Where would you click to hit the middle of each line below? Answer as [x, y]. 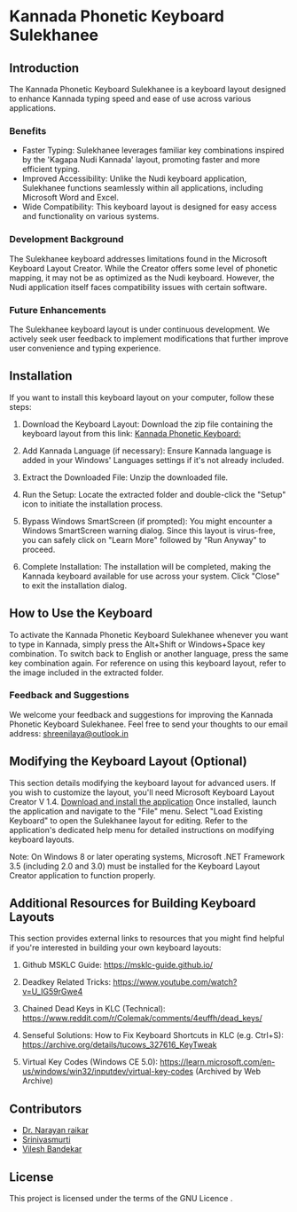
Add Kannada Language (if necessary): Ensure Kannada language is [147, 451]
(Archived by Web [228, 1072]
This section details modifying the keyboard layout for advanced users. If [143, 783]
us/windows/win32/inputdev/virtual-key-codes [107, 1072]
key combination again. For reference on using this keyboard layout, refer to [148, 663]
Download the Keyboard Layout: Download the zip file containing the [147, 424]
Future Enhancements [58, 310]
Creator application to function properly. [82, 875]
